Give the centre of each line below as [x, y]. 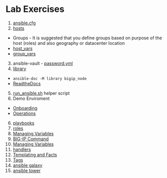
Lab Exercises [35, 9]
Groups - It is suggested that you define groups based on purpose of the [87, 38]
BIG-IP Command [31, 139]
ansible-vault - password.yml [43, 63]
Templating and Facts [35, 155]
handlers [22, 149]
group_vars [24, 54]
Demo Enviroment [31, 98]
